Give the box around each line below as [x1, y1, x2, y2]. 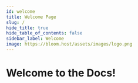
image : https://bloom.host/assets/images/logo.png [6, 41, 133, 47]
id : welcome [6, 8, 35, 15]
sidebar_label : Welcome [6, 36, 65, 41]
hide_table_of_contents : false [6, 30, 83, 36]
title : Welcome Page [6, 14, 57, 20]
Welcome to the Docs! [6, 67, 116, 79]
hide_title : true [6, 25, 49, 31]
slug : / [6, 19, 25, 25]
